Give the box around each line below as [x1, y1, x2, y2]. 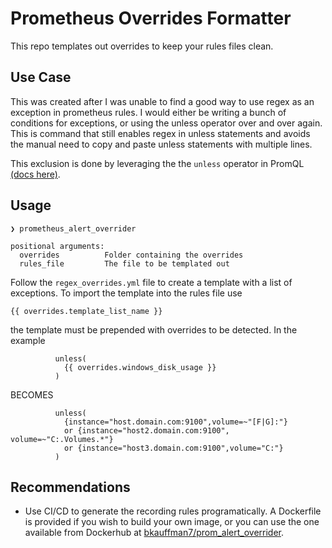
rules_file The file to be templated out [19, 258, 230, 269]
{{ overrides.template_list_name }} [10, 306, 163, 316]
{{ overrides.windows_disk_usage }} [63, 362, 217, 372]
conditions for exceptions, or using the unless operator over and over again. [10, 117, 323, 129]
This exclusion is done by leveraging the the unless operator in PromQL [10, 157, 305, 169]
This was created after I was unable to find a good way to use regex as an [10, 95, 315, 107]
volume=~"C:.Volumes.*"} [10, 434, 114, 444]
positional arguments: [10, 241, 105, 251]
